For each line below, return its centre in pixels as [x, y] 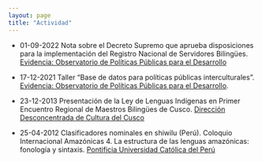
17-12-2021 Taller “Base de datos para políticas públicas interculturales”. [137, 77]
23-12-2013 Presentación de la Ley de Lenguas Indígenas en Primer [130, 101]
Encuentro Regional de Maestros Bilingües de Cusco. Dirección [122, 109]
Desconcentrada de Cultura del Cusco [82, 117]
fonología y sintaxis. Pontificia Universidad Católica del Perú [117, 149]
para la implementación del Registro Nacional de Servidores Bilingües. [134, 53]
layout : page [30, 15]
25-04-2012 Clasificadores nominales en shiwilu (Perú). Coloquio [126, 133]
